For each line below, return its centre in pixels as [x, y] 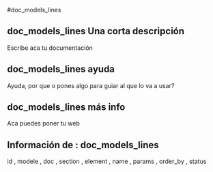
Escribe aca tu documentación [50, 48]
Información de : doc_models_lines [83, 145]
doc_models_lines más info [66, 107]
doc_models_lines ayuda [61, 69]
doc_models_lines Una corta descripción [96, 31]
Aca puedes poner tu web [44, 124]
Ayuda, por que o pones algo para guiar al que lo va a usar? [91, 85]
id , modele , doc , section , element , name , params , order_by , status [107, 161]
